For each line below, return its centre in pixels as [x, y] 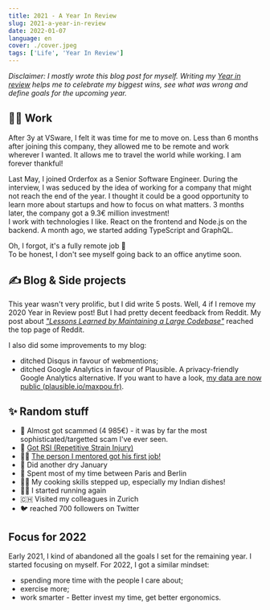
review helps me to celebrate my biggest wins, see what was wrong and [128, 84]
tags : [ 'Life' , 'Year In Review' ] [66, 53]
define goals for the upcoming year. [67, 93]
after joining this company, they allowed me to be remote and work [119, 146]
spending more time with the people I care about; [101, 580]
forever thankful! [36, 163]
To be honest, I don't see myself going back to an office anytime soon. [125, 254]
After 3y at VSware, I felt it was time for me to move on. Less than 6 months [133, 137]
